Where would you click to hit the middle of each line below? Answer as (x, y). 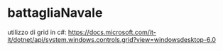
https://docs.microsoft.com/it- (112, 32)
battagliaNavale (55, 13)
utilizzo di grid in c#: (37, 32)
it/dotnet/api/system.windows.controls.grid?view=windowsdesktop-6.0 (112, 39)
